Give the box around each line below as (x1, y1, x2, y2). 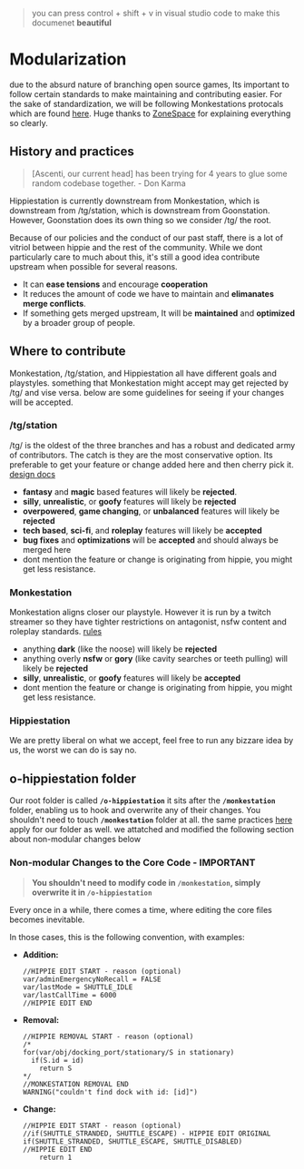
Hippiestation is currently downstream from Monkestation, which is (9, 195, 260, 206)
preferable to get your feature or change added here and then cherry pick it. (9, 458, 294, 470)
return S (39, 1064, 73, 1073)
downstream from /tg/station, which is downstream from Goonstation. (9, 204, 270, 216)
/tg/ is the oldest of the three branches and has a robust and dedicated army (9, 439, 296, 450)
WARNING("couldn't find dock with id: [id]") (22, 1087, 198, 1096)
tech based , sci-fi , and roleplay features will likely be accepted (22, 525, 263, 535)
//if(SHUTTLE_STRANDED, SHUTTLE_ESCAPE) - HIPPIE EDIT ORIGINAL (22, 1129, 271, 1138)
